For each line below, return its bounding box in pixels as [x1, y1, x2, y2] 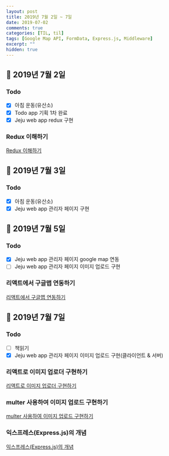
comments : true [6, 25, 43, 31]
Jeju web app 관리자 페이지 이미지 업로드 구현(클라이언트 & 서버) [14, 352, 164, 359]
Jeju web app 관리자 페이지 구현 [14, 205, 89, 212]
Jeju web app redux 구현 [14, 116, 74, 124]
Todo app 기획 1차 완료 [14, 109, 68, 116]
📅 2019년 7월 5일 [6, 224, 66, 234]
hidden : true [6, 47, 38, 53]
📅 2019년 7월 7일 [6, 313, 65, 323]
